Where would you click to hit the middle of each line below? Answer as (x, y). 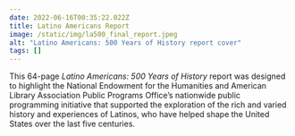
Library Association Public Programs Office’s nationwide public (125, 96)
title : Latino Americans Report (69, 26)
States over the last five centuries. (72, 124)
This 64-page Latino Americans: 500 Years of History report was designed (147, 76)
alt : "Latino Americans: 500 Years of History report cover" (126, 42)
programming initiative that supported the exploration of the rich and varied (148, 105)
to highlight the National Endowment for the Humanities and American (138, 86)
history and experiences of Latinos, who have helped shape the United (139, 115)
